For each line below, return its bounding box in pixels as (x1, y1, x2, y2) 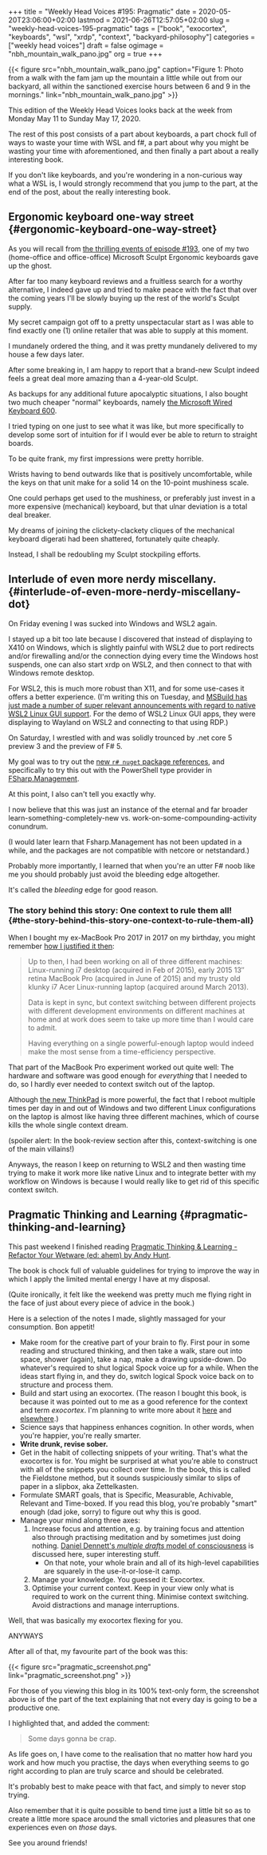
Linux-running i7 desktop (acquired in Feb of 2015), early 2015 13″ (27, 965, 245, 975)
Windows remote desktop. (8, 668, 95, 677)
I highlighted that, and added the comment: (8, 1718, 150, 1727)
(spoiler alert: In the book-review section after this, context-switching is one (8, 1136, 257, 1145)
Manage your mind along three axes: (19, 1515, 141, 1525)
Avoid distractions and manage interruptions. (31, 1600, 179, 1609)
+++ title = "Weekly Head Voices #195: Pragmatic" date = (8, 7, 197, 16)
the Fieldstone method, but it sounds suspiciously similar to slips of (19, 1473, 241, 1483)
